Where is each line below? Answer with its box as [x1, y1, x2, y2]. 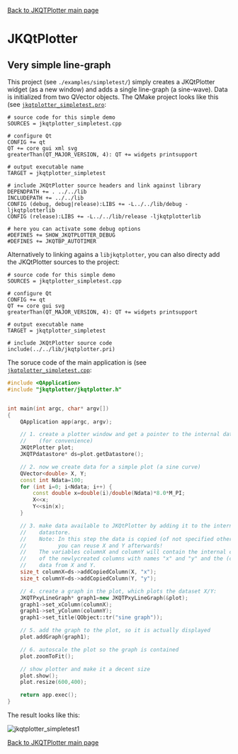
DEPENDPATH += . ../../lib [7, 188, 87, 195]
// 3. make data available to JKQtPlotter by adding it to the [20, 522, 211, 530]
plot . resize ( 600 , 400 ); [20, 679, 87, 686]
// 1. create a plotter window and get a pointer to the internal [20, 431, 220, 438]
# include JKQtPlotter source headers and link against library [7, 182, 201, 189]
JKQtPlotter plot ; [20, 444, 74, 452]
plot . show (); [20, 672, 59, 679]
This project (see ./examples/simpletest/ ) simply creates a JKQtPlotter [7, 78, 215, 86]
